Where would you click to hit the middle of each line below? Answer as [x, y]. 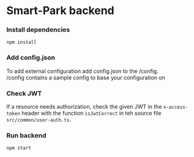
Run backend [26, 135]
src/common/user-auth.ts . [39, 120]
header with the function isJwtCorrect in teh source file [91, 113]
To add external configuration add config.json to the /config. [83, 71]
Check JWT [24, 93]
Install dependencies [38, 30]
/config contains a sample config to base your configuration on [86, 78]
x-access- [176, 108]
